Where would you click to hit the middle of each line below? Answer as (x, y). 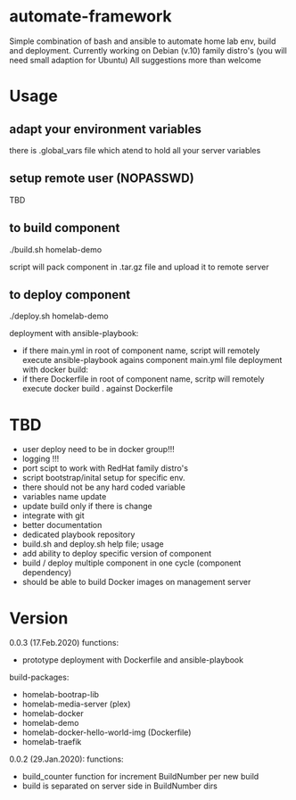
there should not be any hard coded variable (103, 487)
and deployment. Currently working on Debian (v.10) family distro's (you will (148, 50)
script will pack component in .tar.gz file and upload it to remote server (139, 267)
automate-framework (90, 16)
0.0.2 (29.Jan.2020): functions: (66, 759)
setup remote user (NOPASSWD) (102, 179)
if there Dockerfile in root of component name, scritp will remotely (143, 379)
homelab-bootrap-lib (61, 695)
